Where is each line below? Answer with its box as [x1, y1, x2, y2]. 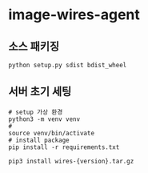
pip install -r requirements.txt [8, 143, 120, 151]
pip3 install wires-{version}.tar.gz [8, 157, 134, 165]
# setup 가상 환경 [8, 108, 63, 116]
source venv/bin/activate [8, 129, 94, 137]
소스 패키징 [8, 39, 60, 53]
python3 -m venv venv [8, 115, 81, 123]
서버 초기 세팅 [8, 85, 72, 99]
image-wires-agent [8, 6, 140, 24]
